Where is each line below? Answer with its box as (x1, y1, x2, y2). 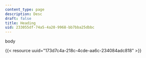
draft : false (5, 16, 32, 21)
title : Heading (5, 20, 36, 26)
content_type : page (5, 7, 45, 12)
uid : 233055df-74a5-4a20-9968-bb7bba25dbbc (5, 25, 95, 30)
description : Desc (5, 12, 42, 16)
